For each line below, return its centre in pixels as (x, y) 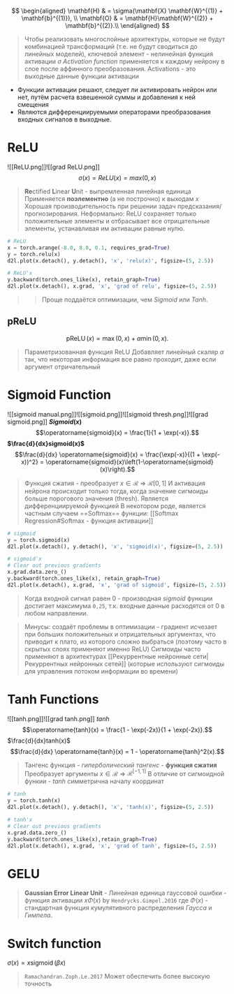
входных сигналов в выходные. (64, 119)
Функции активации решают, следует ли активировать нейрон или (117, 90)
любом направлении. (56, 613)
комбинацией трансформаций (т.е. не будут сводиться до (111, 46)
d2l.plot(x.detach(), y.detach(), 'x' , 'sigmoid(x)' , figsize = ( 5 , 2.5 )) (115, 547)
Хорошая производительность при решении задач (100, 206)
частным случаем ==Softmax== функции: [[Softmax (101, 513)
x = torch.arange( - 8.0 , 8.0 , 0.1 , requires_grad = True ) (89, 248)
